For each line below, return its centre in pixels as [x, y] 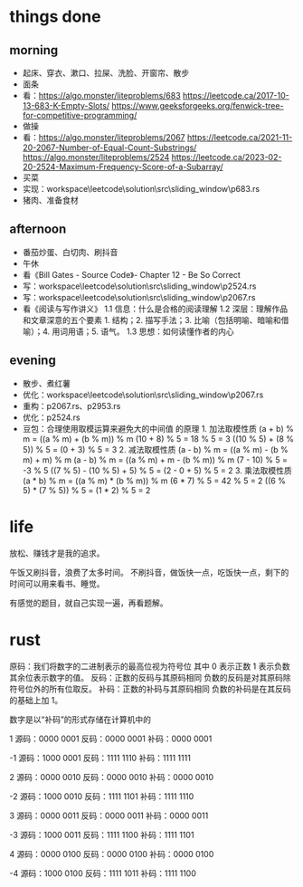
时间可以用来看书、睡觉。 [57, 583]
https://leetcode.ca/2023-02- [227, 157]
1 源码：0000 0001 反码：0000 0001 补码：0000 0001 [111, 739]
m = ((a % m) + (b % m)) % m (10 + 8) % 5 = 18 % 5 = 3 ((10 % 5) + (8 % [158, 439]
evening [33, 361]
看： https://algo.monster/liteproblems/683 [101, 95]
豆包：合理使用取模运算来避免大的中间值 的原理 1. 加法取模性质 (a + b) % [158, 428]
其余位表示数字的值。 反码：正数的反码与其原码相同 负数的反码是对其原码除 [150, 677]
